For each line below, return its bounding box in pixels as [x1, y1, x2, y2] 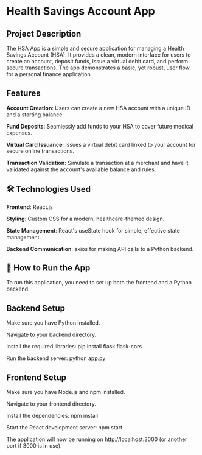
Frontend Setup [6, 372, 67, 383]
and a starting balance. [6, 111, 64, 118]
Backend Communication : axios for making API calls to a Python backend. [6, 245, 194, 252]
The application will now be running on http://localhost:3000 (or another [6, 436, 187, 443]
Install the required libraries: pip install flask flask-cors [6, 343, 142, 350]
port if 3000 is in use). [6, 442, 62, 450]
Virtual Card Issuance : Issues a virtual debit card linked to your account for [6, 141, 196, 148]
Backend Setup [6, 303, 66, 313]
